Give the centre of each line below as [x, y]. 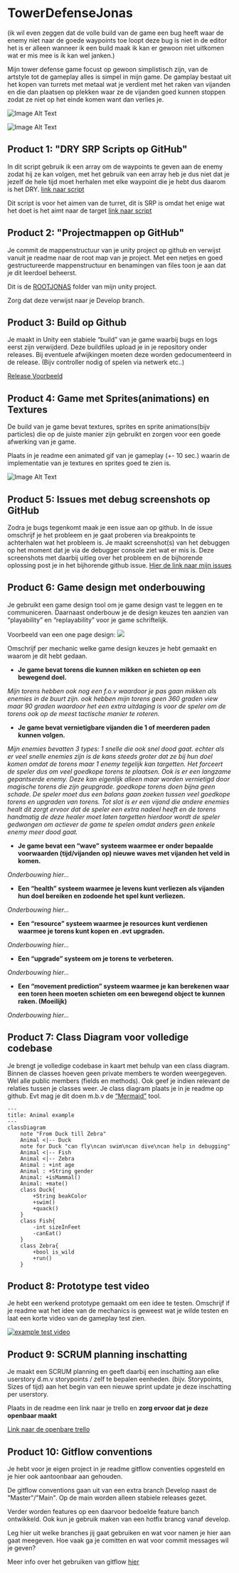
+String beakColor [60, 1196]
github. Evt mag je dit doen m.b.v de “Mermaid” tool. [84, 1096]
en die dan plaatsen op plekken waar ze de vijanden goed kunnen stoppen [117, 92]
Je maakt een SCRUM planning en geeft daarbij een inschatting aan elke [113, 1372]
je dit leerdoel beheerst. [42, 272]
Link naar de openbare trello [49, 1429]
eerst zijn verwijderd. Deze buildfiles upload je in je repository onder [107, 347]
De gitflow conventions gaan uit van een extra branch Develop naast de [112, 1491]
